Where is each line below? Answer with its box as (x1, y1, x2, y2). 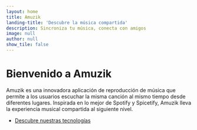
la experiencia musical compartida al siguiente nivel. (6, 105, 133, 112)
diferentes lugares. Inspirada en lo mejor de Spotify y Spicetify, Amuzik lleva (6, 99, 192, 106)
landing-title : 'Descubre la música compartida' (6, 19, 128, 25)
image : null (6, 31, 35, 37)
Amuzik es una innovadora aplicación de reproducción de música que (6, 86, 176, 93)
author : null (6, 36, 38, 42)
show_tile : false (6, 42, 49, 48)
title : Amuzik (6, 14, 41, 20)
